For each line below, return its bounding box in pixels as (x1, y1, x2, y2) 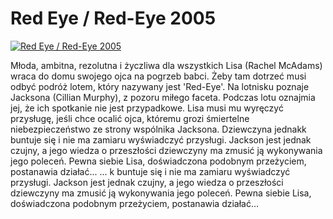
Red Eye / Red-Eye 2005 (10, 7, 217, 30)
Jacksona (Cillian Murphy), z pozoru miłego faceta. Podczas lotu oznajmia (10, 91, 316, 103)
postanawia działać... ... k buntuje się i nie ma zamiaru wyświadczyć (10, 165, 291, 177)
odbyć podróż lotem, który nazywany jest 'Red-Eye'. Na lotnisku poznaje (10, 80, 310, 92)
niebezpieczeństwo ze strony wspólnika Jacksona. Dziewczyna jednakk (10, 123, 307, 135)
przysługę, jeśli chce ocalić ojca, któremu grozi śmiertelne (10, 112, 250, 124)
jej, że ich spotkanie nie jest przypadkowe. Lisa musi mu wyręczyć (10, 102, 284, 114)
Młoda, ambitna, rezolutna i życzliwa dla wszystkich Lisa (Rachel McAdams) (10, 59, 323, 71)
